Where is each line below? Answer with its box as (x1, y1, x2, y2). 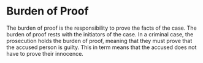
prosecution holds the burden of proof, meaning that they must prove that (6, 37, 193, 44)
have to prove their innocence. (6, 50, 84, 57)
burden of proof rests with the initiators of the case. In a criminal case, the (6, 30, 194, 38)
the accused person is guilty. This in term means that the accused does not (6, 44, 197, 51)
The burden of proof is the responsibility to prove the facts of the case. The (6, 24, 197, 31)
